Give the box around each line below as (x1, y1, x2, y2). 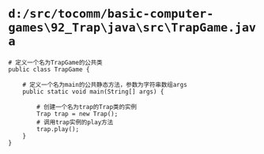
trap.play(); (36, 125, 80, 133)
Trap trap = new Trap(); (36, 110, 119, 118)
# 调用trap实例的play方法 (36, 118, 114, 126)
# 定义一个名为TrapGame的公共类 (8, 58, 103, 66)
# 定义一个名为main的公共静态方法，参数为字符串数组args (22, 81, 187, 88)
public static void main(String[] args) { (22, 88, 164, 96)
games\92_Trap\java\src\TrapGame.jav (8, 21, 257, 36)
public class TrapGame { (8, 66, 90, 73)
